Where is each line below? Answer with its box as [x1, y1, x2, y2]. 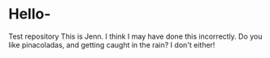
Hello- [8, 5, 51, 23]
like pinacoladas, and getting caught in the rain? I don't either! [8, 39, 216, 49]
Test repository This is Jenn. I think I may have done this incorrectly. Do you [8, 31, 263, 41]
